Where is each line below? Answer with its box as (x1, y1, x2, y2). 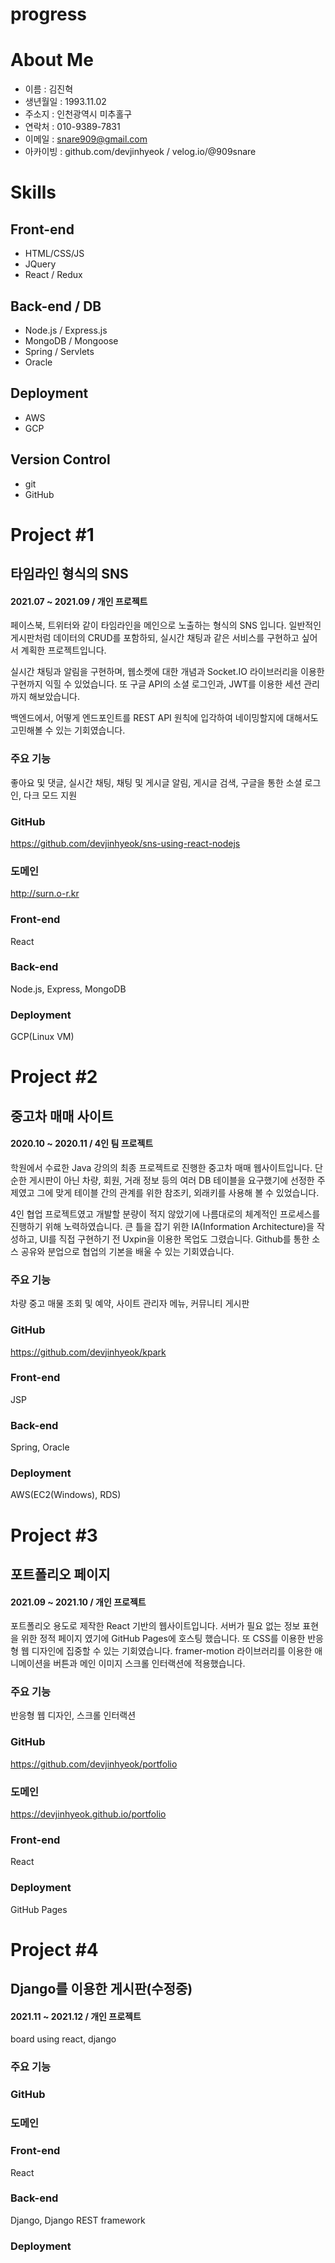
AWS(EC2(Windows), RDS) (10, 1489, 122, 1501)
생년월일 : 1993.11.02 (24, 96, 107, 108)
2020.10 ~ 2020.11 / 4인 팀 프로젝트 (10, 1138, 154, 1150)
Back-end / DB (10, 298, 102, 315)
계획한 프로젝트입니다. (20, 644, 107, 657)
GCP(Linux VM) (10, 1031, 75, 1043)
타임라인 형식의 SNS (10, 566, 129, 583)
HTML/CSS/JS (24, 248, 85, 260)
